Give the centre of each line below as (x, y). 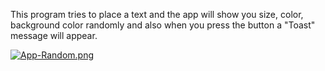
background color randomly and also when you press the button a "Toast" (163, 25)
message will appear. (54, 35)
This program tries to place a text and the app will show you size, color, (157, 14)
